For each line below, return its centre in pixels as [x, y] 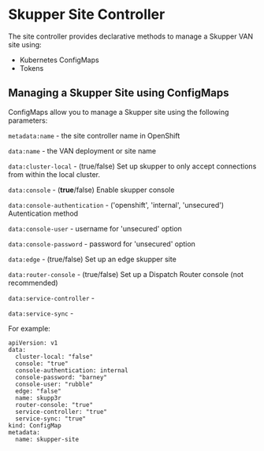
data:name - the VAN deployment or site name [82, 150]
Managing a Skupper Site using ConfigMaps [119, 93]
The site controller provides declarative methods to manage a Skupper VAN [131, 36]
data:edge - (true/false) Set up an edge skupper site [93, 259]
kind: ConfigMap [35, 425]
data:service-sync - [41, 313]
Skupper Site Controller [87, 15]
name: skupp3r [38, 398]
